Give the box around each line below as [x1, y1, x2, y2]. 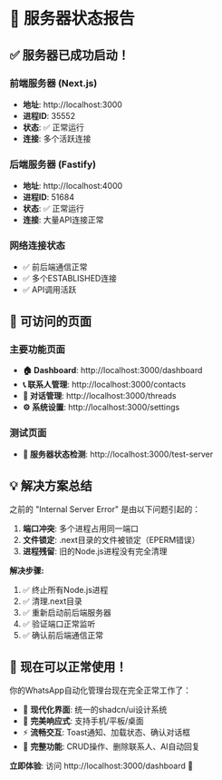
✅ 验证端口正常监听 [22, 618, 96, 629]
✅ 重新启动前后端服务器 [22, 607, 111, 618]
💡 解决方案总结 [9, 478, 92, 493]
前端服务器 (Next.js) [9, 76, 98, 89]
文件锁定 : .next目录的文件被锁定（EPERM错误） [22, 535, 200, 546]
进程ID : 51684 [22, 192, 75, 202]
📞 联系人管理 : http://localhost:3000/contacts [22, 379, 187, 390]
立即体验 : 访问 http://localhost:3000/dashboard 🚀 [9, 760, 193, 772]
